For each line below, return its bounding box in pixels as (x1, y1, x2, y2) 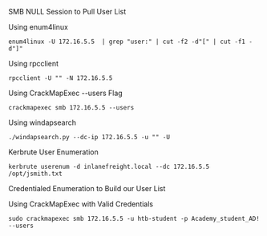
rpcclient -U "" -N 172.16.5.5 (8, 74, 113, 82)
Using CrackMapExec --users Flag (8, 88, 123, 98)
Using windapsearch (8, 118, 76, 127)
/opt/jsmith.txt (8, 170, 63, 178)
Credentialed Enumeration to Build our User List (8, 184, 166, 193)
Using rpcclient (8, 59, 59, 68)
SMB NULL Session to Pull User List (8, 7, 127, 16)
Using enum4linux (8, 22, 68, 31)
